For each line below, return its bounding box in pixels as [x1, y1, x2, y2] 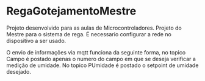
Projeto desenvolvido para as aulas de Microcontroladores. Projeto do [6, 24, 182, 31]
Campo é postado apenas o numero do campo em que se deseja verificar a [6, 55, 196, 62]
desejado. [6, 68, 32, 75]
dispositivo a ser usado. [6, 37, 67, 44]
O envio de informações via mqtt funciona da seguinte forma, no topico [6, 48, 186, 56]
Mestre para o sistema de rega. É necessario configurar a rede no [6, 30, 172, 37]
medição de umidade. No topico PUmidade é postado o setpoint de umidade [6, 62, 199, 69]
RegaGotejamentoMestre [6, 4, 137, 18]
